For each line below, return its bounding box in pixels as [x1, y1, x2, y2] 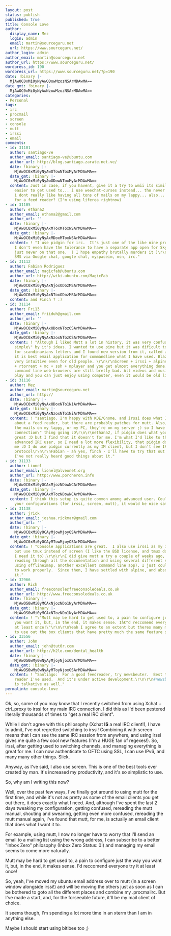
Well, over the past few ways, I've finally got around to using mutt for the [5, 788, 158, 795]
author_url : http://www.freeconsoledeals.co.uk [10, 591, 113, 596]
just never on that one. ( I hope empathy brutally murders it [14, 250, 154, 255]
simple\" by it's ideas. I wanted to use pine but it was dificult [14, 345, 160, 350]
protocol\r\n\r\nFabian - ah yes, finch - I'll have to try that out [14, 449, 165, 454]
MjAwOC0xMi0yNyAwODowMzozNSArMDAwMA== [10, 79, 93, 84]
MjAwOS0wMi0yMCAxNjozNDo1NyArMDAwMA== [14, 601, 97, 606]
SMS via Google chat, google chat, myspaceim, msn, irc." [14, 254, 140, 259]
